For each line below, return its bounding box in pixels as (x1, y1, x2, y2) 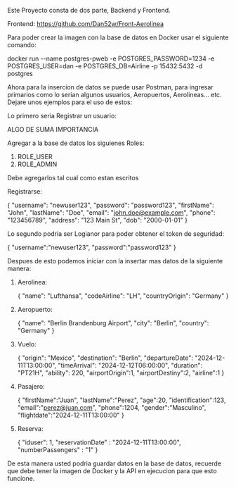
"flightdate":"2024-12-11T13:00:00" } (17, 411, 124, 419)
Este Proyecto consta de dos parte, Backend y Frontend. (7, 6, 171, 14)
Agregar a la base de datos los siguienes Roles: (7, 139, 145, 147)
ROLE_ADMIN (17, 160, 58, 168)
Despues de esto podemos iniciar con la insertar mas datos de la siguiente (7, 257, 223, 265)
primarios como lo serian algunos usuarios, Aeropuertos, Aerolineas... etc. (7, 91, 223, 99)
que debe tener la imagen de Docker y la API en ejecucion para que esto (7, 467, 217, 475)
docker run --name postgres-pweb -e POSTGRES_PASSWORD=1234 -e (7, 54, 215, 63)
